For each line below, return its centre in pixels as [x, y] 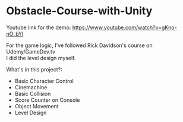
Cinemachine [31, 87]
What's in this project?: [34, 69]
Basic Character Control [44, 81]
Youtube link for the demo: [39, 27]
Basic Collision [33, 93]
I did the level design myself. [41, 58]
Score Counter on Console [47, 100]
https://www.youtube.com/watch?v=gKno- [124, 27]
